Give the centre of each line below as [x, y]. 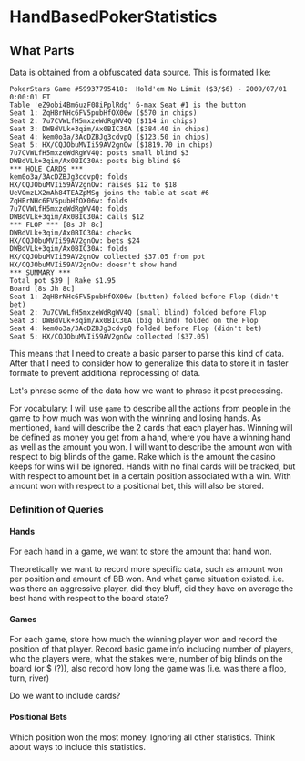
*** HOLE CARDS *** [46, 169]
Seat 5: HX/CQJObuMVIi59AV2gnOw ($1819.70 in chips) [112, 145]
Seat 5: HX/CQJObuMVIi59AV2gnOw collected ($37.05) [109, 337]
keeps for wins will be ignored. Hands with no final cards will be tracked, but [152, 466]
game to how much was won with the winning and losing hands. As [136, 418]
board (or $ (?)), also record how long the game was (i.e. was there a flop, [148, 669]
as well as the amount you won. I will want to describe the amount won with [151, 447]
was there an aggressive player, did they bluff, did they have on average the [152, 589]
